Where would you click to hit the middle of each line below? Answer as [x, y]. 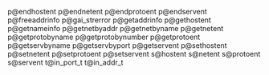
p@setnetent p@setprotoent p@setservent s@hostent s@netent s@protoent [134, 54]
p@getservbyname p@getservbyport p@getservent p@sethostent [117, 45]
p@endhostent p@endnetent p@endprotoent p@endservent [108, 12]
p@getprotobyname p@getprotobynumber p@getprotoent [104, 37]
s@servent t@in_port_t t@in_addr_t [65, 62]
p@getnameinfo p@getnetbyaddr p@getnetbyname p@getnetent [116, 28]
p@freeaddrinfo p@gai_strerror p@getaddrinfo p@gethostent [110, 20]
